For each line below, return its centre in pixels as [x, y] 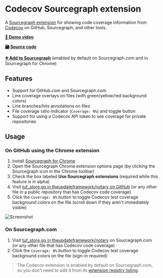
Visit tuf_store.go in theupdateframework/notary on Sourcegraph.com [82, 240]
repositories [24, 121]
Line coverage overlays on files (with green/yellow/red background [79, 95]
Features [19, 79]
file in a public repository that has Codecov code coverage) [72, 192]
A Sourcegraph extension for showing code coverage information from [76, 22]
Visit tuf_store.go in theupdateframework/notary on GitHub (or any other [84, 187]
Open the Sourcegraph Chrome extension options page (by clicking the [84, 166]
